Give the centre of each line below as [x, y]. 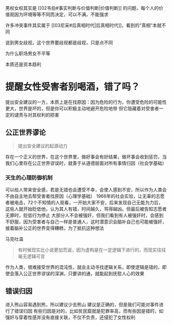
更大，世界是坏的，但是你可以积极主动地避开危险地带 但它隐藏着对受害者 [82, 108]
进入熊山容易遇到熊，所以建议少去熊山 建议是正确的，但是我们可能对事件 [82, 305]
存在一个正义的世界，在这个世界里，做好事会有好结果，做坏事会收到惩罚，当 [86, 157]
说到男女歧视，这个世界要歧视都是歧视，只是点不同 [59, 42]
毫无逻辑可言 [31, 256]
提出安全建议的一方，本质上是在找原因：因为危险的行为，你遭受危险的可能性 [86, 102]
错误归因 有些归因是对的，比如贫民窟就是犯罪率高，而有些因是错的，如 [89, 311]
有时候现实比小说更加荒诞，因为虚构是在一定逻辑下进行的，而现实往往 [92, 250]
